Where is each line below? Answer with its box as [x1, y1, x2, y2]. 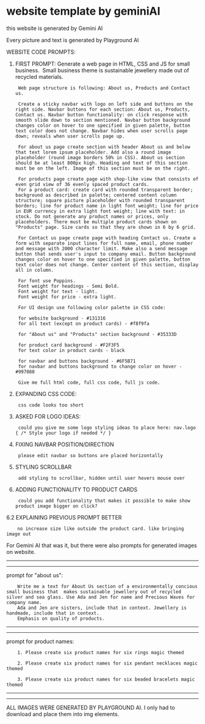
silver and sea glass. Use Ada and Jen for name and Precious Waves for [6, 594, 195, 600]
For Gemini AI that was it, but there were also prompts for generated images [6, 542, 197, 549]
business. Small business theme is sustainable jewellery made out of [15, 66, 189, 74]
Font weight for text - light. [18, 288, 98, 294]
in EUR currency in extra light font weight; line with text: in [15, 208, 185, 214]
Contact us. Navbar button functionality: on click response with [15, 111, 188, 118]
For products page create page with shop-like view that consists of [18, 176, 199, 182]
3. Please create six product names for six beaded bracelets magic [17, 676, 195, 682]
